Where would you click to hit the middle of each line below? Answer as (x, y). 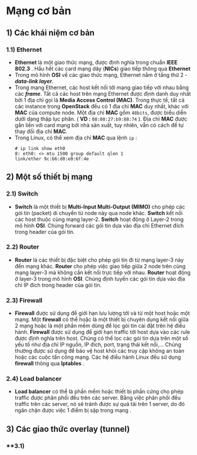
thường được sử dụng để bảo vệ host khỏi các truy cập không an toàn (99, 351)
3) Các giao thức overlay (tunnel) (68, 429)
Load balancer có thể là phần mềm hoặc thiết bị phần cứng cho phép (99, 392)
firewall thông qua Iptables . (49, 363)
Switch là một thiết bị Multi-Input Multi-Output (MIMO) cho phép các (100, 207)
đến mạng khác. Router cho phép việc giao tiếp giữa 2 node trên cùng (100, 266)
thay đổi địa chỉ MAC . (41, 131)
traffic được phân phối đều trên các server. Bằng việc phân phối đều (98, 398)
